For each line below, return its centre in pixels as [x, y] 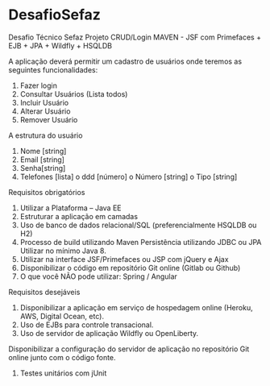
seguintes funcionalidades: [53, 69]
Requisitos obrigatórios [47, 192]
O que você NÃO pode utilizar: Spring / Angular [98, 276]
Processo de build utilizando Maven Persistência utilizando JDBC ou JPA [141, 242]
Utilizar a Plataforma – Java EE [71, 208]
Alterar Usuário [45, 111]
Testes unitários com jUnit [63, 373]
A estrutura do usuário [46, 135]
